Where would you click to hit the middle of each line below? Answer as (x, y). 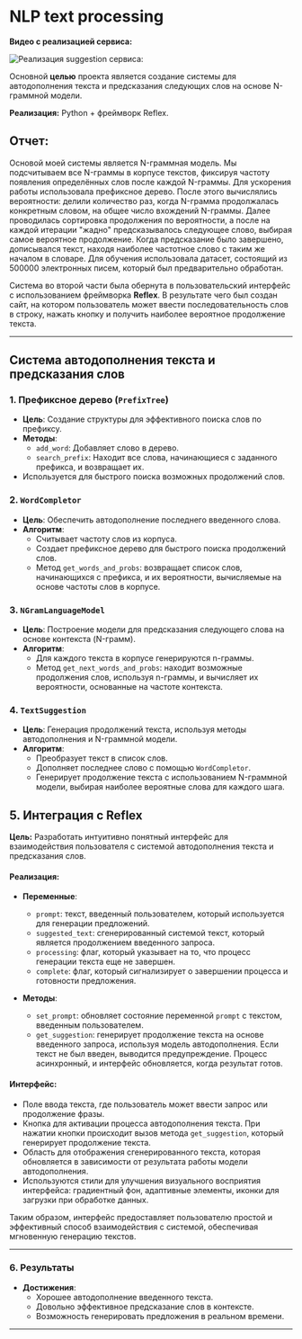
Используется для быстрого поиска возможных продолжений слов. (154, 477)
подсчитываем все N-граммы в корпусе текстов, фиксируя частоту (140, 172)
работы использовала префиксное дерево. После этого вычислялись (143, 192)
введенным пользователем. (89, 1025)
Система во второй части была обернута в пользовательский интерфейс (150, 285)
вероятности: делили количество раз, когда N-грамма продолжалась (144, 201)
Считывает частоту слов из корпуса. (107, 539)
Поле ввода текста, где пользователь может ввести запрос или (145, 1104)
